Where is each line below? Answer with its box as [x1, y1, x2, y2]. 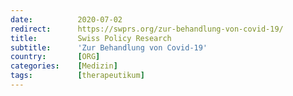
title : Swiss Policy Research [10, 33, 172, 43]
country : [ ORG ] [10, 52, 101, 62]
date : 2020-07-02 [10, 14, 123, 25]
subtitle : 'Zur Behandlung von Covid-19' [10, 42, 208, 53]
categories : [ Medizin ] [10, 61, 118, 71]
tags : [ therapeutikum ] [10, 71, 145, 81]
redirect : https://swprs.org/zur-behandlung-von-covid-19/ [10, 24, 284, 34]
